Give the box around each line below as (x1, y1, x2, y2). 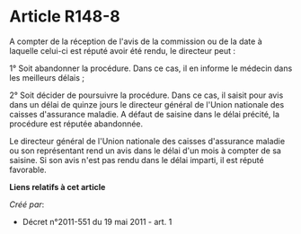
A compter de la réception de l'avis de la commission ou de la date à (9, 36, 262, 47)
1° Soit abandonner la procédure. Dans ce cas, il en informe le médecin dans (9, 63, 293, 74)
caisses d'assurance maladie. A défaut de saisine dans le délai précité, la (9, 108, 280, 119)
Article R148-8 (9, 6, 121, 27)
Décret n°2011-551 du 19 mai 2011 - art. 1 (22, 216, 173, 227)
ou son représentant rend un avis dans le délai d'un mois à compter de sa (9, 145, 281, 156)
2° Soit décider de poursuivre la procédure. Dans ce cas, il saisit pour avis (9, 90, 284, 100)
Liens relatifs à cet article (9, 181, 106, 192)
